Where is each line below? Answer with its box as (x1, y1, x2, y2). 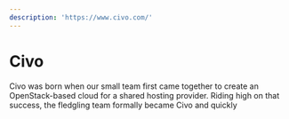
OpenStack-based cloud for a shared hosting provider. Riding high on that (9, 90, 280, 100)
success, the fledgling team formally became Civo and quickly (9, 99, 237, 110)
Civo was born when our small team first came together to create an (9, 81, 260, 91)
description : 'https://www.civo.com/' (9, 12, 153, 22)
